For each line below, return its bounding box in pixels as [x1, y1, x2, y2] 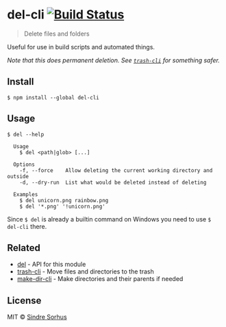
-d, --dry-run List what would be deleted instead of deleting [19, 179, 207, 186]
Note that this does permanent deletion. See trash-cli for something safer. [7, 56, 221, 64]
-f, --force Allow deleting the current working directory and [19, 167, 213, 174]
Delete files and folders [23, 29, 90, 38]
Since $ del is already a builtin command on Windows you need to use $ [7, 215, 212, 223]
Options [13, 161, 36, 168]
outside [7, 173, 29, 180]
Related [7, 242, 41, 254]
